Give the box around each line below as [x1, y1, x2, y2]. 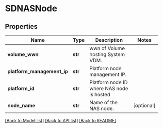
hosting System [89, 51, 125, 57]
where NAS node [89, 85, 129, 91]
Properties [5, 22, 38, 31]
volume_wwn [7, 51, 39, 57]
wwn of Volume [89, 45, 125, 52]
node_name [7, 102, 35, 109]
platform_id [7, 85, 35, 91]
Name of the [89, 99, 118, 106]
